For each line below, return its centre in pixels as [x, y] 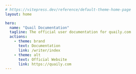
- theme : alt [27, 55]
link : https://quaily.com [45, 64]
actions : [18, 37]
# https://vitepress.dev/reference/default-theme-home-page [68, 10]
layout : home [18, 14]
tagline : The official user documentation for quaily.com [70, 32]
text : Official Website [43, 59]
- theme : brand [30, 41]
